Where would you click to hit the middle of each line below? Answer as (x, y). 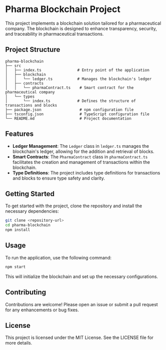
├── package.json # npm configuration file (70, 110)
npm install (18, 230)
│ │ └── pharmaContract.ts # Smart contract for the (70, 87)
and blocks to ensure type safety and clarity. (59, 178)
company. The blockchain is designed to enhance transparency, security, (81, 28)
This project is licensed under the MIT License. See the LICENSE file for (79, 337)
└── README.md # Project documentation (68, 118)
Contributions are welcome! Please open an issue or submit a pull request (82, 304)
